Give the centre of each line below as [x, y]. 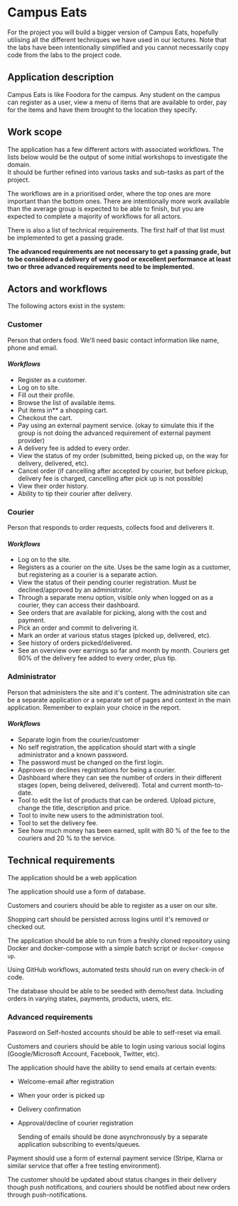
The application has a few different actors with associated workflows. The [115, 149]
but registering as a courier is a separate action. [88, 575]
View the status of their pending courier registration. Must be [107, 583]
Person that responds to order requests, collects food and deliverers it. [111, 528]
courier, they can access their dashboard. [79, 605]
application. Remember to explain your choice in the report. [94, 707]
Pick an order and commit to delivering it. [78, 628]
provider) [31, 440]
